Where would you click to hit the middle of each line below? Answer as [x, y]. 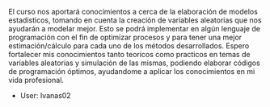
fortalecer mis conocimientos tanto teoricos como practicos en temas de [129, 54]
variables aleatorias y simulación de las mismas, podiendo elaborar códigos [134, 63]
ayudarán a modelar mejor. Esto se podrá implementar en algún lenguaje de [135, 29]
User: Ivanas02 [45, 95]
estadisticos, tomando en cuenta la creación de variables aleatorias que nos [135, 20]
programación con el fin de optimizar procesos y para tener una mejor [125, 37]
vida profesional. [36, 80]
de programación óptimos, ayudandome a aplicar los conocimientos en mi [132, 71]
